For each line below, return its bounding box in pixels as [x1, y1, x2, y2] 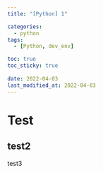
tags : [7, 36, 23, 43]
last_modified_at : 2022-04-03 [7, 82, 97, 89]
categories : [7, 23, 42, 30]
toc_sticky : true [7, 62, 59, 69]
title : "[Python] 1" [7, 10, 68, 18]
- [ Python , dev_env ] [13, 43, 74, 50]
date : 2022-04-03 [7, 75, 59, 82]
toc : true [7, 56, 37, 63]
